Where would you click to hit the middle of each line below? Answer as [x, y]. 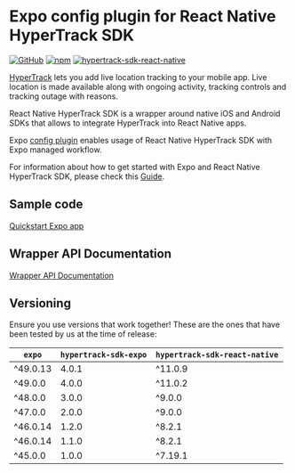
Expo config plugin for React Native [143, 16]
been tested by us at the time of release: [83, 334]
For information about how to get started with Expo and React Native [135, 167]
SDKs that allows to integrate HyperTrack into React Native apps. [128, 123]
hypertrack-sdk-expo [104, 355]
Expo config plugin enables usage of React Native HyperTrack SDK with [141, 140]
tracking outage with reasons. [64, 96]
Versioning [40, 303]
